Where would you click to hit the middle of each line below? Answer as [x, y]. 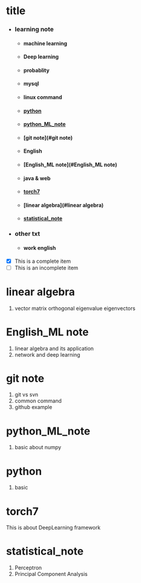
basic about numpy [38, 447]
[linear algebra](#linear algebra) [63, 205]
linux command [43, 97]
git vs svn [26, 395]
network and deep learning [47, 354]
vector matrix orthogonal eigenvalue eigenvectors [75, 308]
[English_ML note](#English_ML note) [70, 165]
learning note [34, 29]
